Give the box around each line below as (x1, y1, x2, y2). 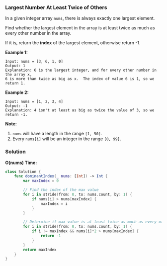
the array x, (5, 72, 32, 77)
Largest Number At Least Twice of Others (5, 4, 107, 11)
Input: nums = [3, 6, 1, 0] (5, 59, 64, 64)
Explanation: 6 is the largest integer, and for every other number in (5, 68, 157, 73)
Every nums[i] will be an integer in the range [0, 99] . (12, 136, 121, 142)
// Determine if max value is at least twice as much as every (23, 219, 157, 225)
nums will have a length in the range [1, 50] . (12, 131, 102, 137)
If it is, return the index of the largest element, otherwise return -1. (5, 40, 141, 46)
